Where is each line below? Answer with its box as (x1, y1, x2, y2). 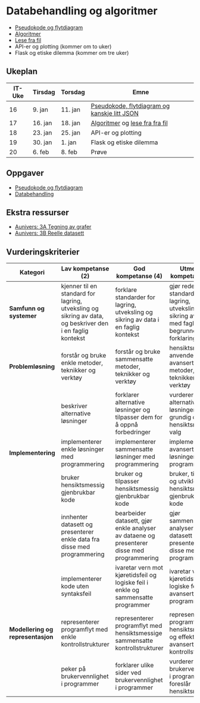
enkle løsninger (61, 445, 104, 453)
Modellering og (9, 626, 54, 634)
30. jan (32, 138, 52, 147)
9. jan (32, 105, 49, 114)
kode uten (61, 582, 89, 590)
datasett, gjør (115, 517, 153, 525)
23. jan (32, 128, 52, 136)
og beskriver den (61, 319, 109, 328)
